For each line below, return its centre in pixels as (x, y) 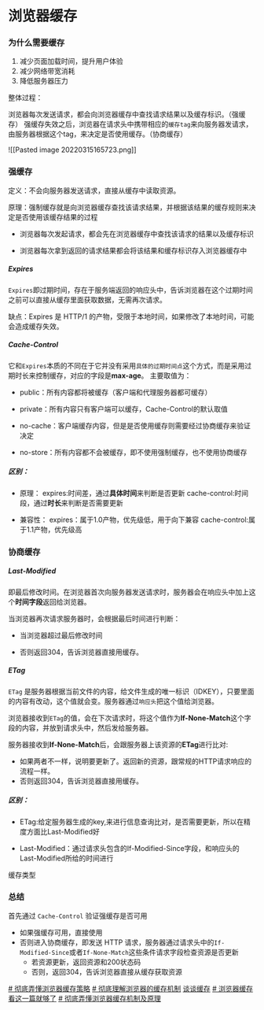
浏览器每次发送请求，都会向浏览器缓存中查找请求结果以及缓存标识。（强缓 (127, 114)
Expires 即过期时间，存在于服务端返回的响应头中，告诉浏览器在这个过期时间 (131, 290)
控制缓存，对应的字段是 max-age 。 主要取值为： (113, 376)
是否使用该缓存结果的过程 (56, 216)
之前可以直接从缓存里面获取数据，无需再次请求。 (87, 299)
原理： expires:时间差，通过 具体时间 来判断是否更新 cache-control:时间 (134, 493)
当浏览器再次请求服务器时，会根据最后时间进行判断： (94, 618)
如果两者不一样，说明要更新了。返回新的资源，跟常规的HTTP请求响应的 (136, 761)
